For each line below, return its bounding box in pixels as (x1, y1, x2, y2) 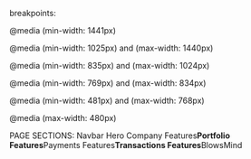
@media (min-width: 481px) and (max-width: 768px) (9, 95, 206, 106)
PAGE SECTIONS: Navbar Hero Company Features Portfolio (9, 130, 231, 141)
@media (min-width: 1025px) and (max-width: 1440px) (9, 42, 214, 53)
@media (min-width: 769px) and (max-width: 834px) (9, 78, 207, 89)
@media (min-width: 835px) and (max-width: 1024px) (9, 61, 210, 70)
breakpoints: (9, 8, 56, 18)
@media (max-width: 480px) (9, 113, 117, 123)
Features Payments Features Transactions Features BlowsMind (9, 140, 243, 150)
